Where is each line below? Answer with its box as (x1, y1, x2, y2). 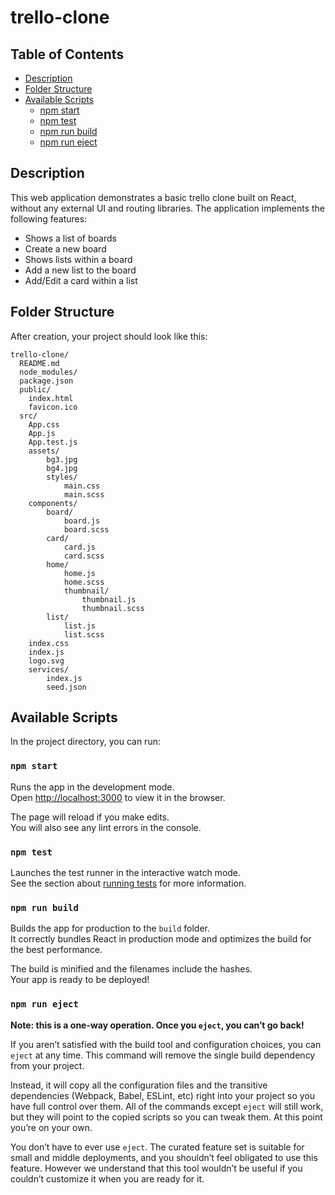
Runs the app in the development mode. (10, 781, 175, 793)
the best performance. (10, 944, 103, 956)
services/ (28, 664, 70, 675)
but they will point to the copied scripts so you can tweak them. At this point (10, 1111, 323, 1123)
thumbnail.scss (81, 603, 145, 613)
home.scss (63, 577, 105, 587)
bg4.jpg (46, 463, 78, 473)
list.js (63, 621, 97, 631)
